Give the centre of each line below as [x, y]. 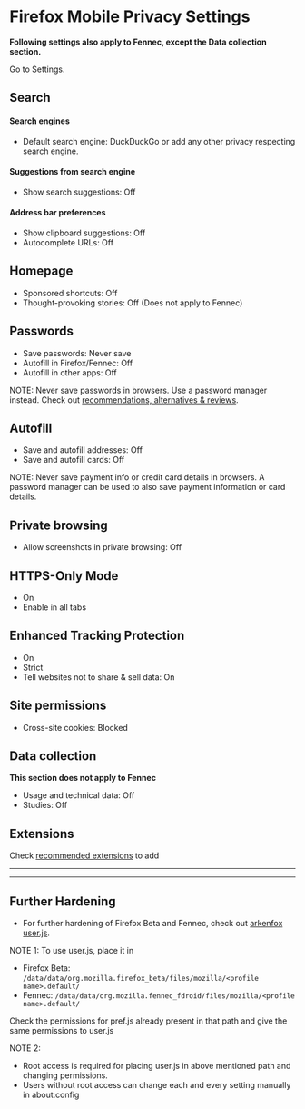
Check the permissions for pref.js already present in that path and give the [148, 1021]
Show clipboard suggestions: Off [84, 233]
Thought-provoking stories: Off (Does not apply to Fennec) [133, 303]
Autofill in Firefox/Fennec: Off [78, 363]
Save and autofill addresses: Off [83, 450]
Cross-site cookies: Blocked [75, 727]
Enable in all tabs [54, 607]
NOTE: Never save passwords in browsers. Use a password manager [138, 390]
